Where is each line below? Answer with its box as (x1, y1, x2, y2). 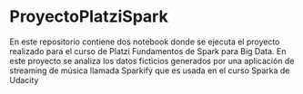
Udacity (9, 74, 39, 85)
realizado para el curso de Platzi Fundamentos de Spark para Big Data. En (9, 45, 287, 56)
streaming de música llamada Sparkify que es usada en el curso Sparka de (9, 65, 290, 76)
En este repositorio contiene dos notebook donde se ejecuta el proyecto (9, 36, 280, 47)
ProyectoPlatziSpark (9, 6, 168, 27)
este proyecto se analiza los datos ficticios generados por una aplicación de (9, 55, 295, 66)
